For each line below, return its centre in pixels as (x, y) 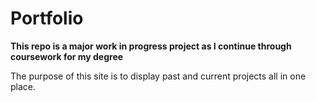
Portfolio (47, 18)
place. (23, 86)
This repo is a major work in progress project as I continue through (151, 46)
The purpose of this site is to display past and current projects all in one (158, 76)
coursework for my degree (67, 56)
